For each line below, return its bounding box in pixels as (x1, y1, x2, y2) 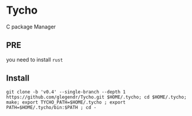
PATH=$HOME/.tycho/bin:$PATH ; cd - (6, 104, 97, 110)
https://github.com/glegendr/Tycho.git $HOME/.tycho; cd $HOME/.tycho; (6, 94, 187, 100)
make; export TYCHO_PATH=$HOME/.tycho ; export (6, 99, 126, 105)
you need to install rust (6, 56, 63, 63)
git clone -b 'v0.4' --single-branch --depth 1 (6, 89, 126, 95)
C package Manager (6, 23, 56, 30)
